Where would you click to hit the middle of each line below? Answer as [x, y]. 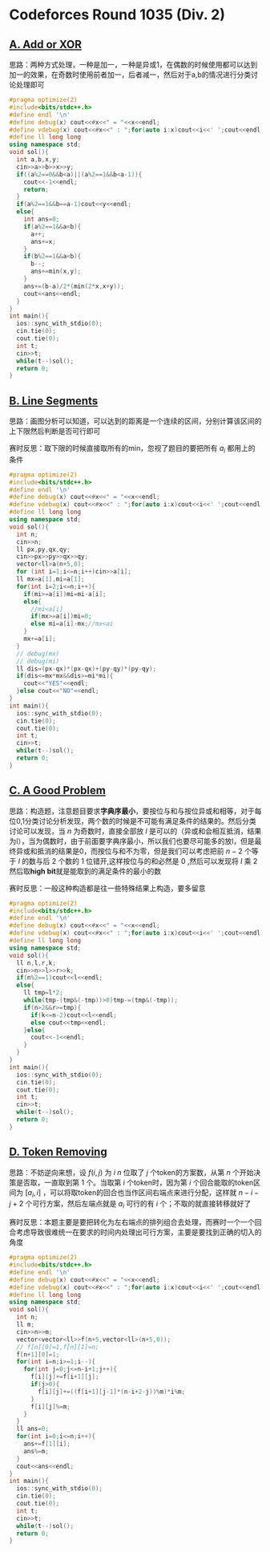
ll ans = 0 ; [32, 1429]
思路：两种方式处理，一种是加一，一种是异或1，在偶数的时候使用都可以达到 [133, 65]
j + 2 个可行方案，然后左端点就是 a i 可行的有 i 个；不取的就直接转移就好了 [130, 1205]
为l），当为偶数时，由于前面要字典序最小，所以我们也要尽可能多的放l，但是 [132, 841]
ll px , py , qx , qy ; [43, 549]
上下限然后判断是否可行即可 [55, 432]
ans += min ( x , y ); [56, 271]
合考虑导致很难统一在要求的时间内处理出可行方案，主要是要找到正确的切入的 [135, 1232]
